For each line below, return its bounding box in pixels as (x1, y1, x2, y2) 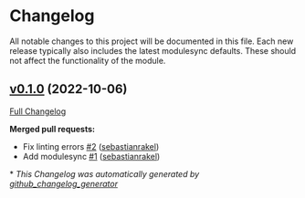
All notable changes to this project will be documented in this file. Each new (9, 36, 294, 47)
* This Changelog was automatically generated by (9, 168, 200, 179)
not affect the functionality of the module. (9, 55, 166, 66)
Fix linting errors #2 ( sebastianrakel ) (22, 141, 160, 151)
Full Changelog (9, 106, 67, 117)
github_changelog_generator (9, 178, 119, 189)
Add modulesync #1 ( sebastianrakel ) (22, 151, 161, 162)
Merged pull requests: (9, 123, 96, 134)
